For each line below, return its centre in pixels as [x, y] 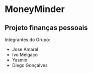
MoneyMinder [35, 9]
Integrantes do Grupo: [28, 39]
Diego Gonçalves [30, 65]
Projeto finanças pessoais [46, 28]
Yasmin [20, 60]
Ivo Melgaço [25, 54]
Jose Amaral [25, 49]
